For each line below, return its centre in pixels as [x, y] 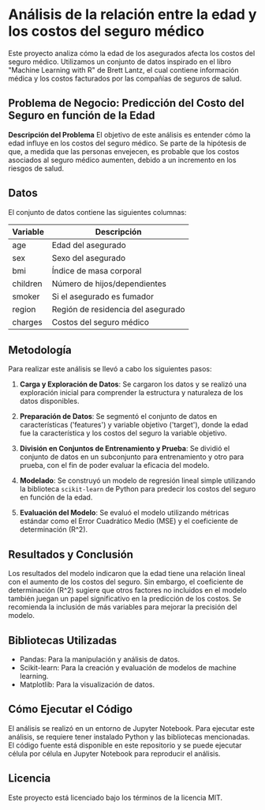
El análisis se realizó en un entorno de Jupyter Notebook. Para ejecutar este [131, 728]
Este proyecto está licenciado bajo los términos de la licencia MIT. [116, 797]
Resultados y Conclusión [71, 554]
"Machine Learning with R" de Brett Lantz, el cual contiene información [123, 70]
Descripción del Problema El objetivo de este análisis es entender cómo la [129, 134]
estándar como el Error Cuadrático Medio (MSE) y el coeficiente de [129, 521]
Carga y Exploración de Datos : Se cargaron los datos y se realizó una [133, 384]
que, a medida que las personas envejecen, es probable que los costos [124, 151]
